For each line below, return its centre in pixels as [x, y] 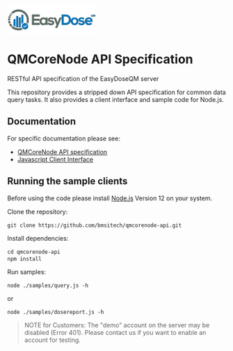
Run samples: [27, 271]
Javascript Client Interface [55, 159]
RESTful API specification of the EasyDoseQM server [83, 78]
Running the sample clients [67, 181]
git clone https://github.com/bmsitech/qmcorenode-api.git [95, 225]
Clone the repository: [38, 211]
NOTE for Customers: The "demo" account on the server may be [117, 325]
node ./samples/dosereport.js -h [56, 312]
